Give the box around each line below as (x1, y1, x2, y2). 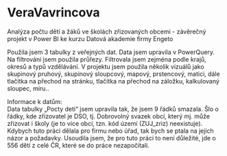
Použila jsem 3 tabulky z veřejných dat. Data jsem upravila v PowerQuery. (7, 48, 215, 56)
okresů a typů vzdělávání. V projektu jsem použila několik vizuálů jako (7, 62, 204, 70)
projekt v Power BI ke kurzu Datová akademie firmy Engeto (7, 34, 174, 42)
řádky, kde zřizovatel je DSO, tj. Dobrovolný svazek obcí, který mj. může (7, 112, 211, 120)
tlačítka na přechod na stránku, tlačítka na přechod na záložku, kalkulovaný (7, 77, 219, 85)
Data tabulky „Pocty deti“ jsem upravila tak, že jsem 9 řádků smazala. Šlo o (7, 105, 219, 113)
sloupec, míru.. (7, 84, 49, 92)
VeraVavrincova (7, 5, 101, 21)
